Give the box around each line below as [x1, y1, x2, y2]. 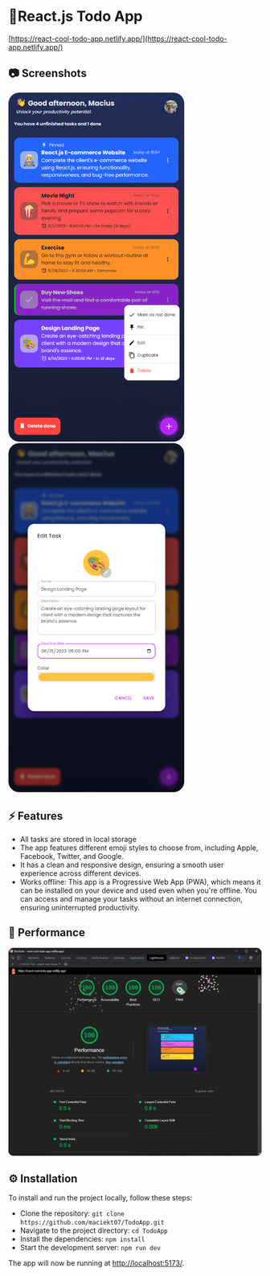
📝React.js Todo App [8, 7, 143, 26]
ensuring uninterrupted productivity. [19, 903, 141, 913]
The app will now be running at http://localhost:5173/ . [8, 1258, 185, 1268]
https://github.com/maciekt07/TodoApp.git [19, 1219, 165, 1227]
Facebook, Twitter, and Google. [19, 852, 125, 861]
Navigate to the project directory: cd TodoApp [19, 1225, 168, 1236]
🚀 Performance [8, 926, 86, 939]
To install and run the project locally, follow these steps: [8, 1193, 193, 1203]
